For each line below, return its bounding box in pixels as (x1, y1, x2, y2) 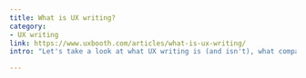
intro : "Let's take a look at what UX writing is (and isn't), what (9, 47, 275, 56)
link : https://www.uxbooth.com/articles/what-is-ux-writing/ (9, 38, 247, 48)
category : (9, 22, 47, 31)
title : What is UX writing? (9, 13, 117, 23)
